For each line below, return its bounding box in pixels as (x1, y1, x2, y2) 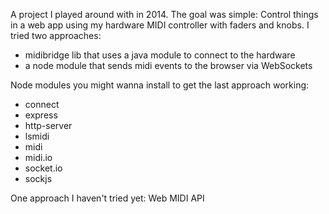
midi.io (24, 152, 53, 163)
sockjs (24, 173, 53, 184)
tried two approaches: (10, 30, 102, 41)
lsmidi (24, 130, 50, 142)
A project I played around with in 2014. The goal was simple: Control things (10, 9, 319, 20)
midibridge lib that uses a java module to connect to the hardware (24, 49, 296, 61)
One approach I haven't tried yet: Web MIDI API (10, 192, 205, 204)
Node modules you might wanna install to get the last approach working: (10, 79, 310, 91)
